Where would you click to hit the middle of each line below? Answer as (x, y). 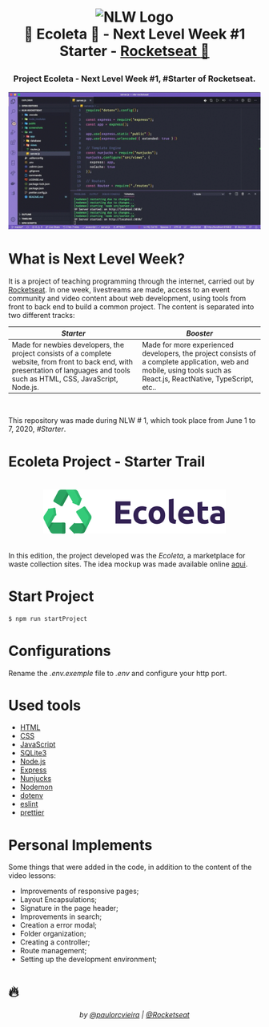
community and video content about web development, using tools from (127, 298)
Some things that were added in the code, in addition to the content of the (130, 867)
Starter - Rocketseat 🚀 (134, 51)
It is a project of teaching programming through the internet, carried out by (131, 281)
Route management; (53, 951)
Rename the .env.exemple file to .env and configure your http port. (118, 673)
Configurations (60, 651)
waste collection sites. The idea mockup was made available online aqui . (128, 564)
